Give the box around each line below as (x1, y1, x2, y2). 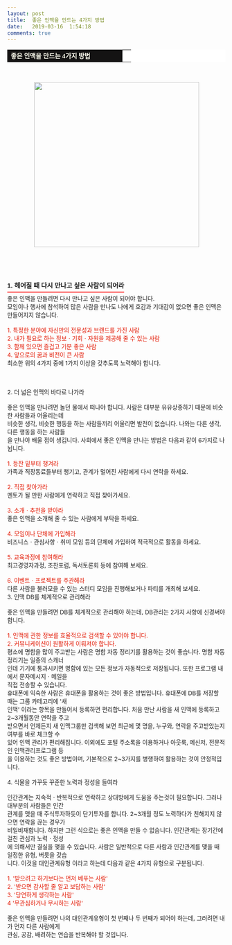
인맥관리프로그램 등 (14, 747, 64, 755)
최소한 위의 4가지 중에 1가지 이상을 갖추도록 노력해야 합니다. (7, 360, 161, 367)
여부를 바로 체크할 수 (7, 730, 60, 739)
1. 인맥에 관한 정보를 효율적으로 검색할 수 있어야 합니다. (7, 632, 149, 639)
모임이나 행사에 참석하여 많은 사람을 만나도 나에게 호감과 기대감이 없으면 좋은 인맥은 (7, 303, 222, 311)
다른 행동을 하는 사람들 (7, 428, 66, 436)
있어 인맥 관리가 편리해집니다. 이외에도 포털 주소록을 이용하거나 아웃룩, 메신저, (7, 739, 208, 747)
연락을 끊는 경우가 (19, 818, 66, 827)
